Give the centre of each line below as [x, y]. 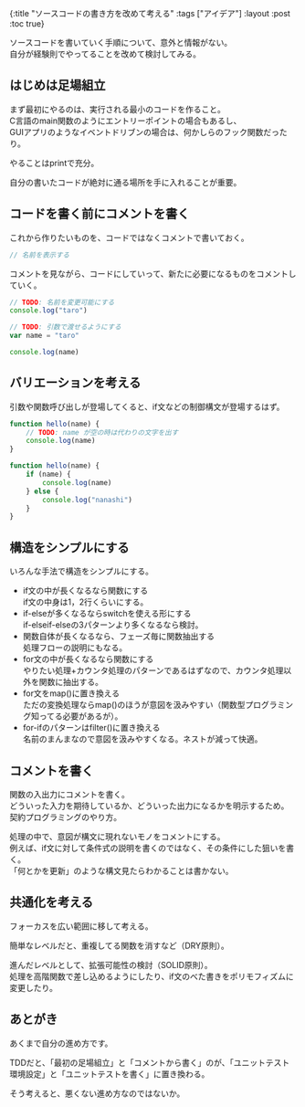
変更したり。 [33, 987]
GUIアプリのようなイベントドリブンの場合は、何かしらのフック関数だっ [145, 132]
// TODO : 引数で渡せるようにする [65, 327]
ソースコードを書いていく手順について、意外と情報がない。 [121, 42]
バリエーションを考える [75, 383]
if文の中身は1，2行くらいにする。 [85, 602]
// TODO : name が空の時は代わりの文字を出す [102, 432]
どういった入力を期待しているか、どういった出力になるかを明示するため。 [149, 806]
